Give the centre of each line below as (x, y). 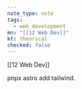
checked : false (29, 45)
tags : (15, 20)
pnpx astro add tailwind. (41, 78)
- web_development (40, 26)
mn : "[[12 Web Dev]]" (38, 33)
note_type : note (30, 13)
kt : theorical (28, 39)
